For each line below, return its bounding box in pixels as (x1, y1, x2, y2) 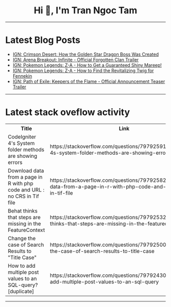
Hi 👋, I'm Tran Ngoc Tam (34, 5, 137, 16)
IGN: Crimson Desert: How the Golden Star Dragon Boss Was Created (12, 51, 159, 57)
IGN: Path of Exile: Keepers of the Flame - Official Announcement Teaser (12, 78, 165, 84)
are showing (8, 152, 37, 159)
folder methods (8, 146, 45, 153)
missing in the (8, 220, 41, 227)
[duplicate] (8, 288, 34, 295)
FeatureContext (8, 226, 45, 233)
